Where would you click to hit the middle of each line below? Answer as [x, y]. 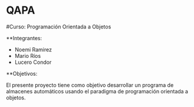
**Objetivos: [22, 73]
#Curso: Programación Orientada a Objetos [59, 27]
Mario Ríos [28, 56]
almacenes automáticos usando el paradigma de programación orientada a [97, 91]
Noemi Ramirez [33, 49]
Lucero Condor [33, 62]
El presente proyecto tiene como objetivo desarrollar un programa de [90, 85]
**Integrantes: [24, 38]
